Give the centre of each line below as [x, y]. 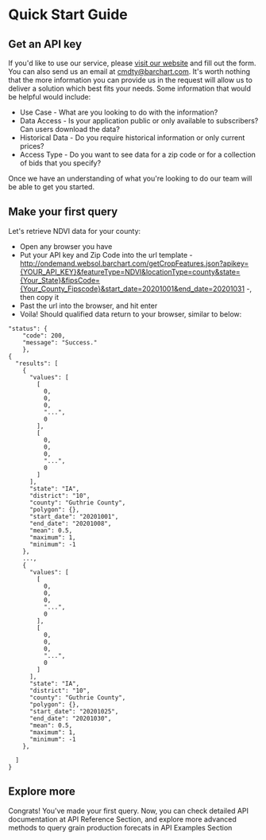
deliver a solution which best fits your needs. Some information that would [130, 88]
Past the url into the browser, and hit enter [89, 305]
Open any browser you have [66, 246]
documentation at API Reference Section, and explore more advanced [122, 819]
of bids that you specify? [60, 163]
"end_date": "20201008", [70, 523]
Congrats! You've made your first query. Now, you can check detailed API [128, 811]
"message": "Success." [60, 342]
